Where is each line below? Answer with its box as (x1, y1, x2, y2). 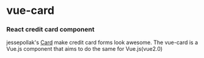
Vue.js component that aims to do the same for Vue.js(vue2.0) (6, 45, 163, 53)
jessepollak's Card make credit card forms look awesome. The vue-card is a (6, 39, 199, 46)
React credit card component (6, 25, 95, 34)
